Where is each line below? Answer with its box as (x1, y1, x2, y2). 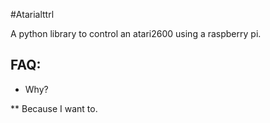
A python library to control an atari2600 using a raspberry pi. (10, 28, 262, 39)
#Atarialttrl (10, 9, 55, 20)
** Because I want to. (10, 102, 98, 114)
